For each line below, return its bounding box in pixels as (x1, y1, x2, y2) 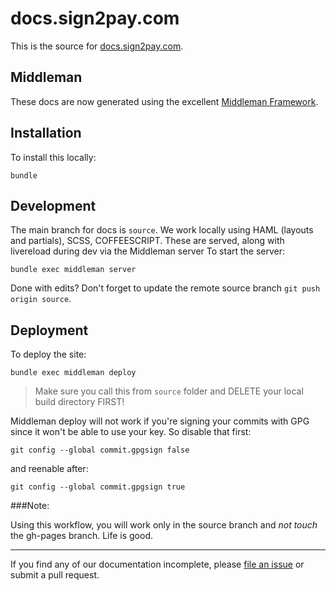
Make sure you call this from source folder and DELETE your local (34, 385, 304, 397)
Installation (10, 125, 82, 142)
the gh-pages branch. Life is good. (10, 530, 154, 542)
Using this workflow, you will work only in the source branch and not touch (10, 519, 318, 531)
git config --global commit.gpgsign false (10, 445, 190, 456)
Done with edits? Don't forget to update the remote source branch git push (10, 282, 321, 294)
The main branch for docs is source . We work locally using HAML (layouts (10, 224, 314, 236)
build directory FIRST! (34, 396, 125, 408)
